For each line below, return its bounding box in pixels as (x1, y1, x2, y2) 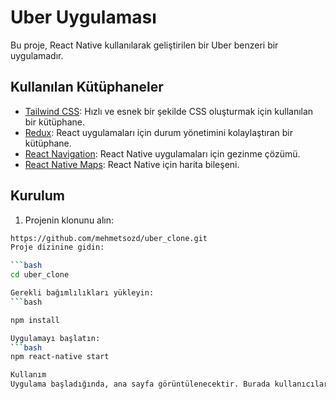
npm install (10, 315, 60, 325)
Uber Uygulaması (10, 6, 157, 29)
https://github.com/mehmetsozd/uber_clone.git (10, 233, 208, 243)
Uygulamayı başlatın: (10, 333, 101, 343)
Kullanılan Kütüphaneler (10, 79, 164, 96)
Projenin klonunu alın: (24, 214, 115, 226)
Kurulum (10, 187, 66, 205)
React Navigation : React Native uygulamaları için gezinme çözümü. (24, 147, 301, 160)
